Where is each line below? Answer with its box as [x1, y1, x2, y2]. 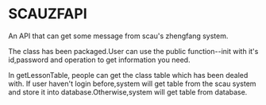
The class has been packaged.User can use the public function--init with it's [8, 46, 259, 56]
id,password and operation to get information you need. [8, 55, 191, 64]
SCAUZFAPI [8, 5, 87, 23]
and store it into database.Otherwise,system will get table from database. [8, 87, 248, 96]
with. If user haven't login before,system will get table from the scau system [8, 79, 256, 88]
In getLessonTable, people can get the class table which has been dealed [8, 70, 249, 80]
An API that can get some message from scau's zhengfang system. [8, 31, 229, 41]
